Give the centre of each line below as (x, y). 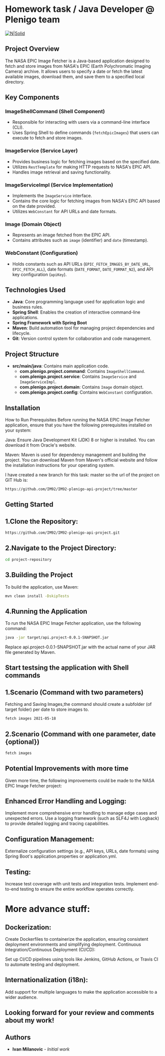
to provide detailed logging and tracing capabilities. (57, 824)
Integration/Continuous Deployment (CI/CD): (50, 950)
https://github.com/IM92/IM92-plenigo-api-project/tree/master (71, 489)
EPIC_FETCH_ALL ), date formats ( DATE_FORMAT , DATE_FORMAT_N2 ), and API (83, 269)
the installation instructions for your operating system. (60, 465)
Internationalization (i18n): (47, 980)
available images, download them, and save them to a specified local (75, 76)
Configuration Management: (50, 839)
